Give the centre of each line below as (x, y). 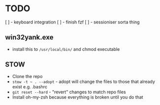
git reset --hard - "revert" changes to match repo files (69, 92)
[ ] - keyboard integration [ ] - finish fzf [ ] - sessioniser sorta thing (72, 22)
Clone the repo (27, 76)
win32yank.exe (29, 37)
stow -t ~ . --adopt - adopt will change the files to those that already (83, 82)
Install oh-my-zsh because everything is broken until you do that (78, 97)
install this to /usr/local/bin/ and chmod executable (66, 49)
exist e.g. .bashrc (30, 86)
